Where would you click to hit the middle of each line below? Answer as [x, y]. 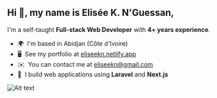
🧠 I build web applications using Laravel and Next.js [93, 74]
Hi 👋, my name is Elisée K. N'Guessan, [91, 13]
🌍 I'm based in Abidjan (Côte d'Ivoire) [72, 43]
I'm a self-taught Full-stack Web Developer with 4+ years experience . [109, 29]
